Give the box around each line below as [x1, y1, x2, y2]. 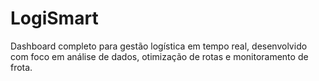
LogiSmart [10, 7, 99, 30]
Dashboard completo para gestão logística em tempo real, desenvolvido [10, 40, 308, 52]
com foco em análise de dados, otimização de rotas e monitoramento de [10, 50, 309, 62]
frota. [10, 61, 33, 73]
